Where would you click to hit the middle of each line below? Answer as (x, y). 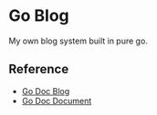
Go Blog (39, 16)
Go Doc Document (57, 101)
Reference (39, 69)
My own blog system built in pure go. (78, 41)
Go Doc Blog (46, 91)
